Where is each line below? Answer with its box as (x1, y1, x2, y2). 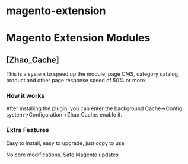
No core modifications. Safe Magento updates (6, 151, 119, 158)
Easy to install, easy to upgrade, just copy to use (6, 139, 125, 146)
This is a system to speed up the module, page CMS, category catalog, (6, 70, 180, 78)
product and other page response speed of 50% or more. (6, 77, 146, 84)
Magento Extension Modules (6, 31, 151, 45)
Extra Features (6, 126, 49, 134)
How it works (6, 92, 45, 100)
